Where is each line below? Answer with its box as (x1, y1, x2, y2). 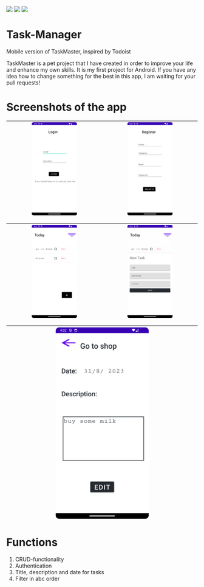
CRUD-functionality (15, 555, 64, 563)
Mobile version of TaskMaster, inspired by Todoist (6, 47, 131, 55)
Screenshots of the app (6, 100, 127, 114)
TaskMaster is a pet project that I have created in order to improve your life (6, 60, 193, 67)
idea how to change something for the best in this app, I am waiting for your (6, 72, 196, 80)
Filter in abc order (15, 575, 60, 582)
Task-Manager (6, 28, 82, 42)
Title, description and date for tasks (15, 568, 104, 575)
